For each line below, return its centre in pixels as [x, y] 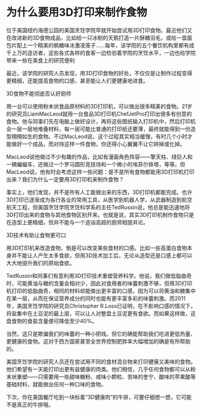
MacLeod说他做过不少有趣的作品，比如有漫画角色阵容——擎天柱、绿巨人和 [99, 157]
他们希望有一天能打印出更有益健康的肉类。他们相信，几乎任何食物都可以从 [98, 369]
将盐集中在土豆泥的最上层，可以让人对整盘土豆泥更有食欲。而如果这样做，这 [101, 313]
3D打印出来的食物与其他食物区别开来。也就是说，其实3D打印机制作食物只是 [100, 215]
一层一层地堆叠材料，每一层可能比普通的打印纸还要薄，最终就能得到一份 [101, 129]
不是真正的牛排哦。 [30, 404]
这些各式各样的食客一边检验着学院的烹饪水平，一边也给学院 [122, 52]
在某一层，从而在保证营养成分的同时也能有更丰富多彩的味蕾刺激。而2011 [96, 298]
